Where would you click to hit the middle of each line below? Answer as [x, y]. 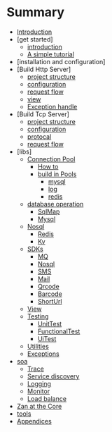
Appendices [34, 421]
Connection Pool [51, 159]
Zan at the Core [39, 406]
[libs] [24, 152]
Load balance [47, 398]
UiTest [47, 338]
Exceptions [43, 354]
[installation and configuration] [61, 61]
